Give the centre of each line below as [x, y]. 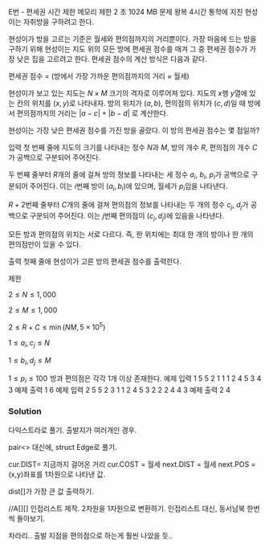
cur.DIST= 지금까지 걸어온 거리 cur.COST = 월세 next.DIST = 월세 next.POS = [132, 464]
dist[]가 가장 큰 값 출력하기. [51, 491]
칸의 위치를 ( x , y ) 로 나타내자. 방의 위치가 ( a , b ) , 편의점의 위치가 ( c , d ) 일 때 [131, 103]
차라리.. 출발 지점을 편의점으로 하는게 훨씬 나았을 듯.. [91, 535]
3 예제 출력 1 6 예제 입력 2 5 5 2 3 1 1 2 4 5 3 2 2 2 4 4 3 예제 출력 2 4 [120, 390]
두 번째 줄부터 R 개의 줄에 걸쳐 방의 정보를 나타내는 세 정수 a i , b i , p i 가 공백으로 [129, 175]
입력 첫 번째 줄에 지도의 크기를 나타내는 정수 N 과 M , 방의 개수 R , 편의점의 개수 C [133, 147]
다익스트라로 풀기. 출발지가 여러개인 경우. [73, 430]
